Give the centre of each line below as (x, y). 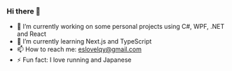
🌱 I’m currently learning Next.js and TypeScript (84, 41)
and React (31, 34)
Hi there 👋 (24, 11)
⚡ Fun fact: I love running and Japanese (74, 60)
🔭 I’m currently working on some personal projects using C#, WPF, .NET (121, 27)
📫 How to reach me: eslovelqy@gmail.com (79, 49)
